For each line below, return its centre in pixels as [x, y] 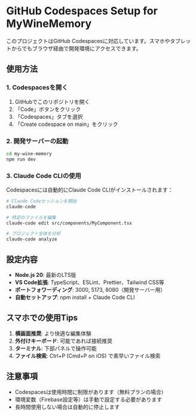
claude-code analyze [32, 239]
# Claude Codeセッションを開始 [42, 201]
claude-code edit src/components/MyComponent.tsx [69, 223]
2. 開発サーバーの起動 [37, 141]
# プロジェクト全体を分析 [33, 234]
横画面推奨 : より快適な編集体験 [53, 333]
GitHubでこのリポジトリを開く [52, 101]
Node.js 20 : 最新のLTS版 [45, 275]
